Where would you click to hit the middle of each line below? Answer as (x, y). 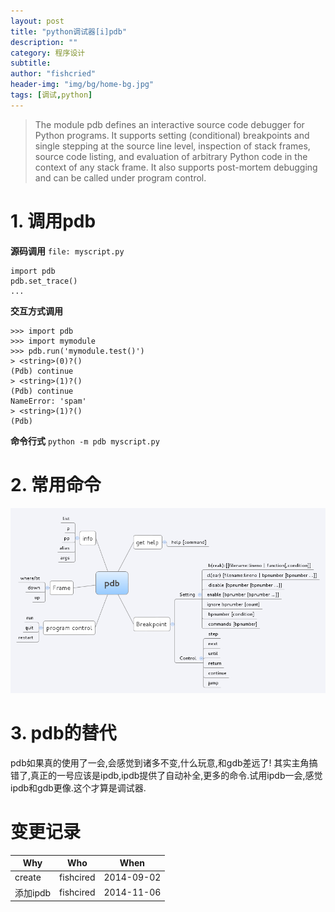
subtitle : (31, 63)
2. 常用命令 (56, 484)
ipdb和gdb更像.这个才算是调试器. (78, 787)
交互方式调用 (36, 311)
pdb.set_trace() (44, 281)
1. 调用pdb (53, 221)
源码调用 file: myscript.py (67, 251)
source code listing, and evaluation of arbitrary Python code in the (171, 156)
